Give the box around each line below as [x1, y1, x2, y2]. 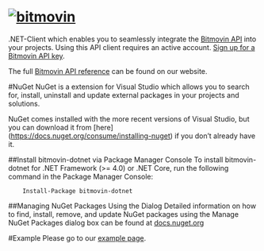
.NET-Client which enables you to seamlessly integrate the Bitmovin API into [8, 34, 257, 44]
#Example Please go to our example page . [8, 233, 147, 242]
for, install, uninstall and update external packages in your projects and [8, 90, 239, 99]
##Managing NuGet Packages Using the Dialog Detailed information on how [8, 201, 256, 210]
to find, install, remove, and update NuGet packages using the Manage [8, 209, 239, 218]
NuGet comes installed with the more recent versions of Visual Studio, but [8, 114, 250, 123]
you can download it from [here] [8, 122, 113, 132]
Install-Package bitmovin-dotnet [22, 187, 133, 195]
